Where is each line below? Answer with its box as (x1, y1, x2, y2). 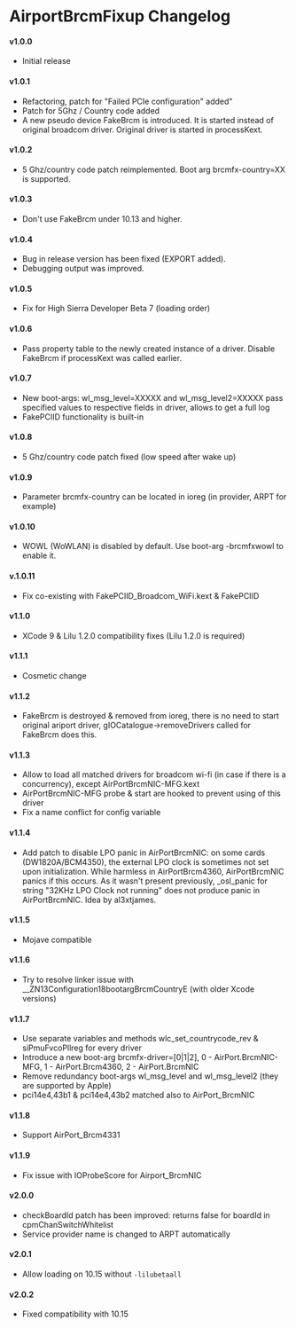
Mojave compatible (21, 934, 92, 945)
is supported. (21, 173, 71, 184)
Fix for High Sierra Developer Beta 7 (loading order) (21, 303, 211, 314)
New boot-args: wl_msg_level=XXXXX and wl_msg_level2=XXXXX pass (21, 392, 284, 403)
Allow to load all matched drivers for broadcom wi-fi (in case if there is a (21, 769, 286, 780)
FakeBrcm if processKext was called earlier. (21, 352, 183, 363)
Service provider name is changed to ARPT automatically (21, 1229, 230, 1239)
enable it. (21, 550, 57, 561)
